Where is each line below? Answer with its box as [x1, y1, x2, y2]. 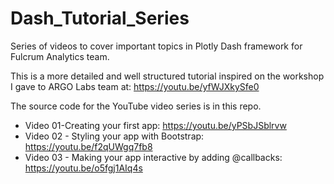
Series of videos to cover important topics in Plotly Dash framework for [10, 40, 303, 52]
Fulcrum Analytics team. [10, 50, 110, 62]
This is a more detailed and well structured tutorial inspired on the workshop [10, 70, 325, 82]
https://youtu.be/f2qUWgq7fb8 [24, 140, 153, 152]
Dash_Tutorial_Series [10, 7, 190, 30]
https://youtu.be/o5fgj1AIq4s [24, 162, 143, 174]
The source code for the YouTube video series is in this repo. [10, 100, 262, 112]
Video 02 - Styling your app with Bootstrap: [24, 130, 205, 142]
